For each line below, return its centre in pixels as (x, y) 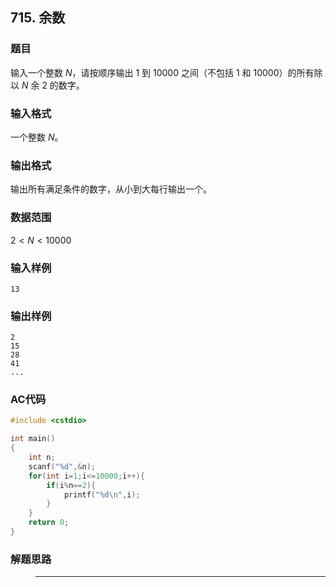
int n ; (42, 458)
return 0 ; (49, 523)
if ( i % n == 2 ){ (71, 485)
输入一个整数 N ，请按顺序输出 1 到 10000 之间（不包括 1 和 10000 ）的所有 (162, 72)
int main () (33, 439)
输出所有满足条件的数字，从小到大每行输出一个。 (111, 189)
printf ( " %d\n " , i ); (102, 494)
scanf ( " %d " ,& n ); (62, 466)
